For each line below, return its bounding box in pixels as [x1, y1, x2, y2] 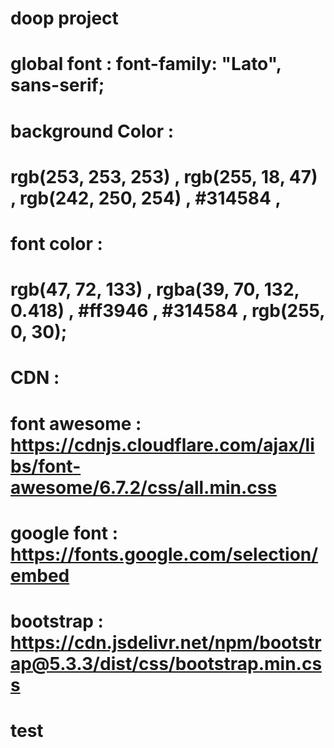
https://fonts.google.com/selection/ [10, 543, 319, 566]
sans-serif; [10, 74, 105, 97]
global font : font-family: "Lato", [10, 53, 282, 76]
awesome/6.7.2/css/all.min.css [10, 476, 278, 499]
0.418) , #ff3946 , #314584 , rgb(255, [10, 300, 325, 322]
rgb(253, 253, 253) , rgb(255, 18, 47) [10, 165, 318, 188]
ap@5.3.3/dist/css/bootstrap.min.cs [10, 652, 323, 675]
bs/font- [10, 455, 82, 477]
